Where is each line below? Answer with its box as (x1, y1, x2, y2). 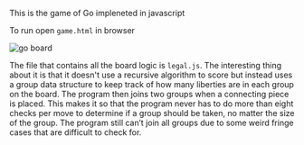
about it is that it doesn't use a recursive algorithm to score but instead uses (9, 69, 293, 80)
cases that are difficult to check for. (9, 127, 142, 138)
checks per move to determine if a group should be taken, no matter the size (9, 108, 295, 118)
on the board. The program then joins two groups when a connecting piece (9, 89, 290, 99)
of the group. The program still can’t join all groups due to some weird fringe (9, 117, 294, 128)
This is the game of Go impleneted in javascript (9, 8, 185, 18)
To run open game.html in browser (9, 25, 136, 35)
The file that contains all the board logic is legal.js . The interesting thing (9, 60, 282, 70)
